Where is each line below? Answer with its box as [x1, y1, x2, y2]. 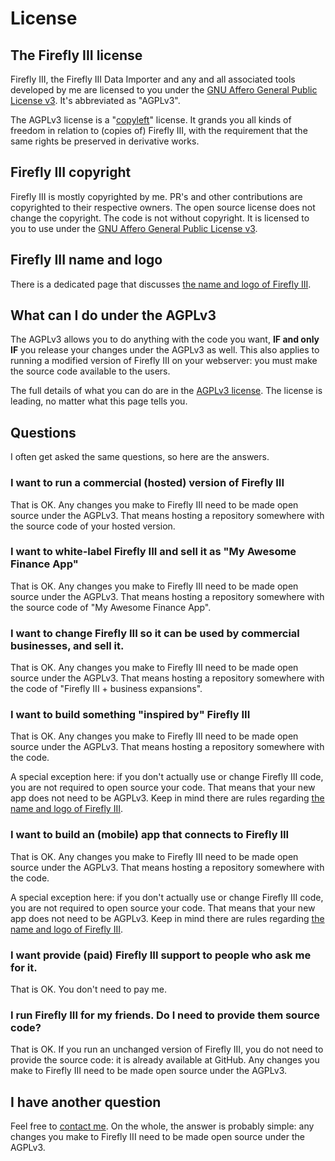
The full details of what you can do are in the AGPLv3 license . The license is [10, 385, 323, 397]
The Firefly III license [10, 47, 143, 64]
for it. [10, 960, 38, 974]
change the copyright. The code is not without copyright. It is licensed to [10, 212, 310, 224]
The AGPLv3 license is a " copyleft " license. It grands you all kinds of [10, 114, 292, 126]
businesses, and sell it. [10, 638, 125, 652]
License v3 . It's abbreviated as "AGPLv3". [10, 95, 181, 106]
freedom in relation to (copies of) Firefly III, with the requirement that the [10, 125, 308, 136]
